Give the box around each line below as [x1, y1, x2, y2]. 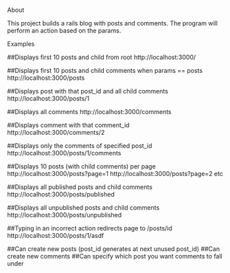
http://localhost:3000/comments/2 [7, 129, 105, 136]
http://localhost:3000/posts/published [7, 190, 115, 198]
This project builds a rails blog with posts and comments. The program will [7, 19, 218, 27]
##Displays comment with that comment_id [7, 121, 130, 129]
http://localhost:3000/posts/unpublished [7, 211, 122, 219]
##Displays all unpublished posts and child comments [7, 204, 160, 212]
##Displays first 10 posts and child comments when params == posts [7, 67, 203, 74]
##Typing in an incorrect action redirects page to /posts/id [7, 224, 173, 232]
